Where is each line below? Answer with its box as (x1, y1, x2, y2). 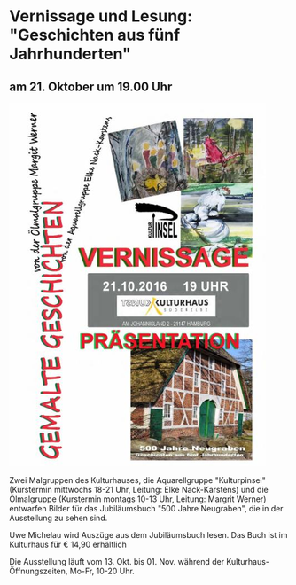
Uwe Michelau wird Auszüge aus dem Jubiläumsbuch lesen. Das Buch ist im (9, 530, 288, 540)
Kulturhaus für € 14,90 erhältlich (9, 539, 127, 550)
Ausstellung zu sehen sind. (9, 512, 108, 523)
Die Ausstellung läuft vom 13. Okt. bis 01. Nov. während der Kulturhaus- (9, 557, 270, 566)
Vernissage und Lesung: (9, 6, 193, 27)
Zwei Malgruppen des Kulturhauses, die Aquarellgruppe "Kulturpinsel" (9, 475, 266, 485)
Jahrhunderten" (9, 44, 131, 64)
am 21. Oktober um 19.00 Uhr (9, 79, 173, 94)
